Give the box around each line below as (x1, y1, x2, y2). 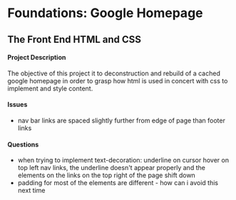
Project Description (7, 53, 66, 62)
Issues (7, 100, 28, 109)
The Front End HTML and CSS (7, 33, 141, 46)
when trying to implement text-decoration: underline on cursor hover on (17, 156, 230, 164)
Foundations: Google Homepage (7, 5, 203, 21)
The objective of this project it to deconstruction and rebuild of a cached (7, 69, 221, 78)
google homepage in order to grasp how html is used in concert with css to (7, 76, 228, 85)
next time (17, 186, 46, 195)
